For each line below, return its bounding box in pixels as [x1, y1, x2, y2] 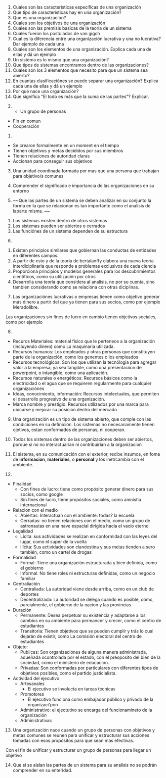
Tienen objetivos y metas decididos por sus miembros [12, 148, 123, 153]
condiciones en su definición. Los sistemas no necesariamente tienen [12, 422, 155, 427]
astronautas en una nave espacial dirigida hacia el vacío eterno [20, 523, 149, 529]
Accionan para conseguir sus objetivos [12, 158, 92, 164]
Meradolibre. [12, 304, 39, 310]
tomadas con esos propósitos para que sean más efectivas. [12, 737, 135, 743]
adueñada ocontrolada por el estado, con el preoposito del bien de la [20, 654, 161, 660]
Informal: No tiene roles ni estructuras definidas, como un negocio [20, 570, 155, 576]
